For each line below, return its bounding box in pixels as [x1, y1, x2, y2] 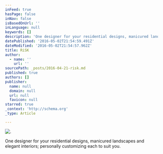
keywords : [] [5, 30, 32, 34]
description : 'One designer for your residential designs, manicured [5, 34, 149, 39]
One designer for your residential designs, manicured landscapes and [5, 138, 145, 144]
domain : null [9, 88, 36, 93]
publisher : [5, 79, 27, 84]
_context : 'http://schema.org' [5, 106, 68, 112]
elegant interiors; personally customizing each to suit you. [5, 143, 121, 149]
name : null [9, 84, 32, 89]
